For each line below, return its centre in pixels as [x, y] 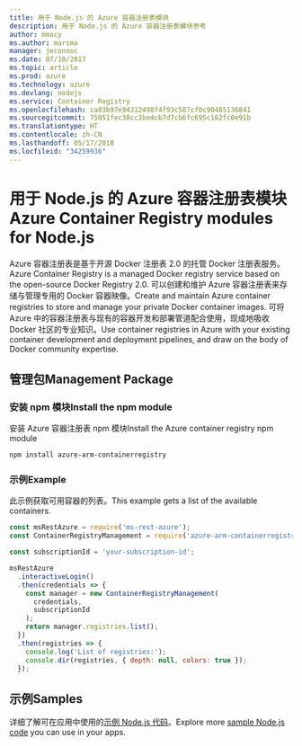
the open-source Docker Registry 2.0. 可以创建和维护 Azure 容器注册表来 [145, 284]
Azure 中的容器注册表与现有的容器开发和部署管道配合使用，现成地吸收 [139, 318]
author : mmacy [36, 34]
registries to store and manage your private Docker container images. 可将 [147, 306]
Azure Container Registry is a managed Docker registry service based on [145, 273]
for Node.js [52, 237]
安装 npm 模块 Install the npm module [91, 407]
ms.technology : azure [50, 84]
